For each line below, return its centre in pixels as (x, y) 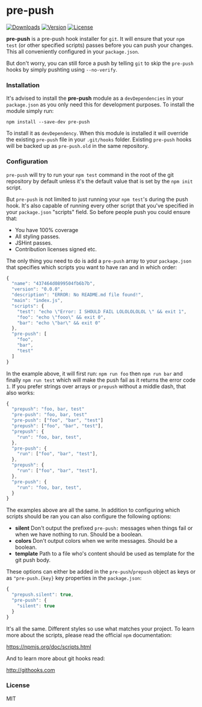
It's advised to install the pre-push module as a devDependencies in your (95, 98)
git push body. (33, 560)
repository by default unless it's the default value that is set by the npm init (100, 181)
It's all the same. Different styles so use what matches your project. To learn (100, 628)
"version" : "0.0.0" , (37, 289)
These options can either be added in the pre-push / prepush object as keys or (101, 572)
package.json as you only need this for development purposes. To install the (100, 105)
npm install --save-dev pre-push (48, 122)
